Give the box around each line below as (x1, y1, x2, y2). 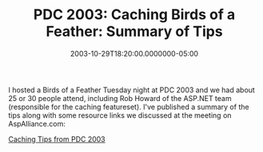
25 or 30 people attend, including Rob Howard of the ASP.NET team (8, 93, 232, 103)
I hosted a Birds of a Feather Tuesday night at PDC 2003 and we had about (8, 85, 256, 95)
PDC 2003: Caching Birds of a (33, 6, 236, 24)
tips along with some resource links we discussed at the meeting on (8, 110, 232, 120)
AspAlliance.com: (8, 119, 66, 128)
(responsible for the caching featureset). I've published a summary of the (8, 102, 249, 111)
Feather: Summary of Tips (46, 22, 223, 41)
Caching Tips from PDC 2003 (8, 134, 106, 144)
